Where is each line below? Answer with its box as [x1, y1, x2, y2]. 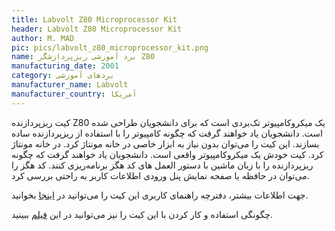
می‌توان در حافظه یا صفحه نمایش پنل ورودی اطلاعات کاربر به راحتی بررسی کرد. [11, 169, 310, 181]
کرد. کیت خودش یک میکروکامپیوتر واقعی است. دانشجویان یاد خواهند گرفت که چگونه [11, 148, 324, 160]
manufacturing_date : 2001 [11, 61, 119, 71]
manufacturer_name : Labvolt [11, 80, 129, 90]
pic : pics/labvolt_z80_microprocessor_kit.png [11, 42, 209, 53]
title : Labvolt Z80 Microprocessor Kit [11, 14, 178, 25]
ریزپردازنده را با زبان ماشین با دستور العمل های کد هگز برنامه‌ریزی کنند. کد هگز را [11, 159, 314, 171]
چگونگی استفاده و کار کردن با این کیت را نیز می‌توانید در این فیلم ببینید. [11, 208, 274, 220]
